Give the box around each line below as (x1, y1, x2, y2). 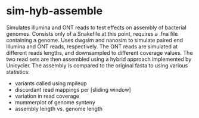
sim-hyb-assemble (6, 4, 103, 18)
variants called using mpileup (14, 79, 88, 87)
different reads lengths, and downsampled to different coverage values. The (6, 49, 193, 56)
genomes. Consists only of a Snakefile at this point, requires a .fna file (6, 30, 178, 37)
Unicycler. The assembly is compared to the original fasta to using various (6, 61, 188, 69)
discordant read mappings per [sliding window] (14, 86, 131, 93)
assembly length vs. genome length (14, 105, 103, 112)
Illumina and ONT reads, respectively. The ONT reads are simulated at (6, 43, 178, 50)
